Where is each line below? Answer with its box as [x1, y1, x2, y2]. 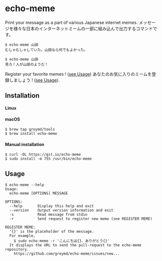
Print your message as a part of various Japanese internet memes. [5, 19, 138, 25]
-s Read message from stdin [9, 212, 88, 217]
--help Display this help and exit [9, 204, 94, 209]
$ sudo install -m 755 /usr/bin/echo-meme [5, 156, 92, 162]
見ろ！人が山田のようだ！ [5, 62, 48, 67]
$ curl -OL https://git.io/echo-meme [5, 152, 81, 157]
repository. [5, 247, 29, 252]
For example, [9, 233, 36, 238]
